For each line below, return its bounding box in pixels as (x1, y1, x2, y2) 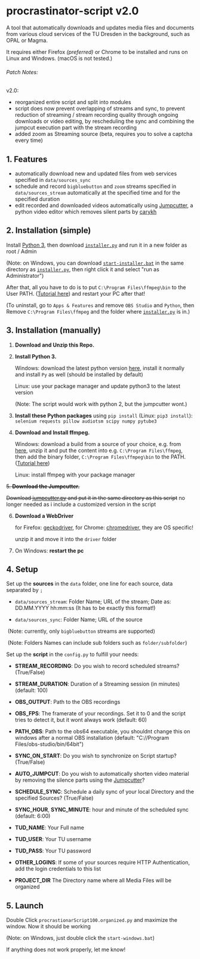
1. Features (6, 154, 48, 164)
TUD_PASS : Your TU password (14, 847, 91, 854)
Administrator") (6, 272, 44, 279)
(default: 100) (14, 687, 48, 694)
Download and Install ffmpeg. (14, 429, 90, 436)
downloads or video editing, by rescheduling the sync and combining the (14, 118, 195, 125)
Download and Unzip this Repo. (14, 341, 94, 348)
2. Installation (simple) (6, 226, 91, 236)
